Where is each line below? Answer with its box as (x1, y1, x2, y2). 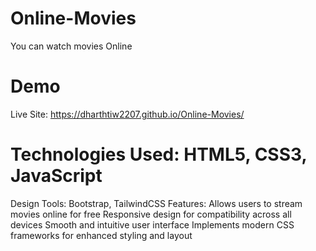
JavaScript (10, 165, 103, 187)
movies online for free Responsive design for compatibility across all (10, 208, 292, 220)
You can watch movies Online (10, 40, 133, 52)
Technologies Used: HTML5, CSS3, (10, 143, 307, 166)
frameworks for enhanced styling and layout (10, 229, 193, 241)
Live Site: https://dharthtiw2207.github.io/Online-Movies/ (10, 108, 245, 120)
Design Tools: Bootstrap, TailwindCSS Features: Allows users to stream (10, 197, 303, 209)
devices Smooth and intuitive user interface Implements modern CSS (10, 218, 295, 231)
